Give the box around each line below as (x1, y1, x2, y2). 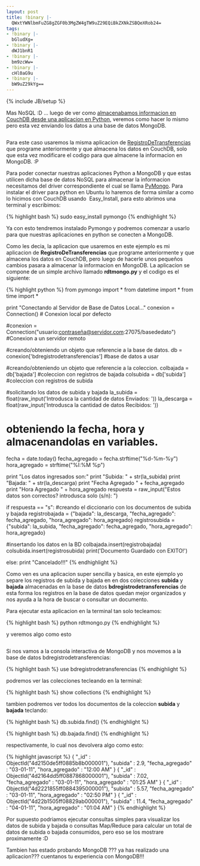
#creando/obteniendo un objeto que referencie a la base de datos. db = (6, 346, 183, 354)
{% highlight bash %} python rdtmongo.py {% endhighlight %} (6, 618, 160, 626)
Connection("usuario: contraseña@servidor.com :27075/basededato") (6, 328, 176, 336)
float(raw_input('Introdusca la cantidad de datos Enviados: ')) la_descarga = (6, 395, 193, 402)
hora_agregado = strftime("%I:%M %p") (6, 461, 106, 468)
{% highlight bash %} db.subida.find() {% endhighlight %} (6, 718, 149, 725)
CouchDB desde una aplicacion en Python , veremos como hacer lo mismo (6, 116, 189, 123)
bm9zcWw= (11, 59, 33, 65)
